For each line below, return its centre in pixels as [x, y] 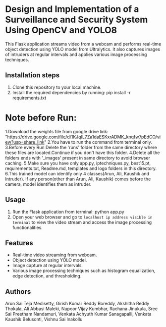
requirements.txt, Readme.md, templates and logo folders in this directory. [81, 168]
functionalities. [28, 227]
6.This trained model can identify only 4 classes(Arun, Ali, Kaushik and [77, 173]
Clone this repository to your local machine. [57, 87]
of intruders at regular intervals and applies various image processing [76, 54]
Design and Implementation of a [72, 9]
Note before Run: [41, 118]
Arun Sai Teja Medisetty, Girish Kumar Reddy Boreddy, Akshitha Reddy [77, 304]
